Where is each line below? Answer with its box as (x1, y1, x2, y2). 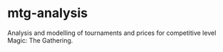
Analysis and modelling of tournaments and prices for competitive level (7, 28, 217, 37)
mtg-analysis (7, 5, 88, 21)
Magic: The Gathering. (7, 36, 73, 44)
